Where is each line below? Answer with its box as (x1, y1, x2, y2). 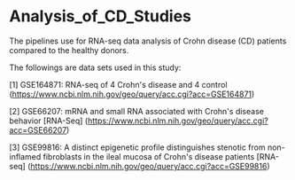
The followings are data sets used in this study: (9, 62, 182, 73)
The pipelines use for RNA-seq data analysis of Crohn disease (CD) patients (9, 35, 287, 46)
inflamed (9, 151, 42, 161)
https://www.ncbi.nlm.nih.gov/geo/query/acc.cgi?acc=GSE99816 (30, 160, 268, 171)
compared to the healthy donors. (9, 44, 129, 55)
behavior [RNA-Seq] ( (9, 115, 89, 126)
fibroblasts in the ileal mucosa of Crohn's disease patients (43, 151, 255, 161)
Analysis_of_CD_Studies (9, 6, 192, 27)
